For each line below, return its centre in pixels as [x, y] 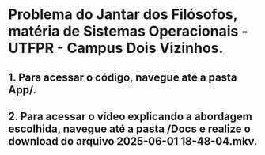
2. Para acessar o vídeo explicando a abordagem [131, 116]
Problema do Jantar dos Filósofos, [123, 15]
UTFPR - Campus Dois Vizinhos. [116, 48]
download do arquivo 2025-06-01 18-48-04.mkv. [133, 141]
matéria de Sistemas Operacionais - [128, 31]
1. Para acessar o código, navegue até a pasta [123, 77]
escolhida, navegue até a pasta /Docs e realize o [129, 129]
